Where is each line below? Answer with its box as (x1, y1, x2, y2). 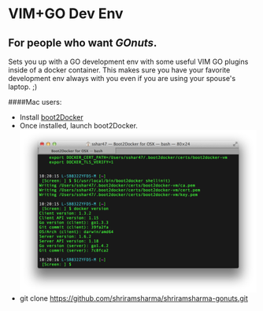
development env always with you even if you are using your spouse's (8, 74, 236, 83)
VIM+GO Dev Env (8, 5, 124, 23)
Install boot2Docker (19, 113, 84, 122)
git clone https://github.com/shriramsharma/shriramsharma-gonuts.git (19, 293, 248, 303)
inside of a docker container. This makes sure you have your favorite (8, 65, 231, 75)
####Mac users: (8, 98, 62, 106)
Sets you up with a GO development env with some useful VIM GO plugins (8, 57, 249, 66)
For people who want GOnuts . (8, 36, 157, 50)
